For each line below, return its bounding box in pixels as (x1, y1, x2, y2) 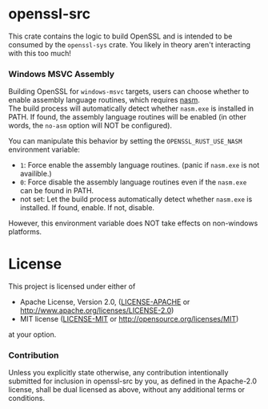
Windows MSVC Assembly (8, 68, 114, 79)
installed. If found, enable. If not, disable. (19, 203, 154, 213)
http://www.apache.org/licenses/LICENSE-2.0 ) (19, 306, 174, 315)
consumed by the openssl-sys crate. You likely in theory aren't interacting (8, 39, 250, 49)
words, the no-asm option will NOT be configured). (8, 121, 173, 131)
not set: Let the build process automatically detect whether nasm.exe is (19, 194, 253, 204)
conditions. (8, 394, 46, 403)
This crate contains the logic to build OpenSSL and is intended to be (8, 31, 233, 41)
